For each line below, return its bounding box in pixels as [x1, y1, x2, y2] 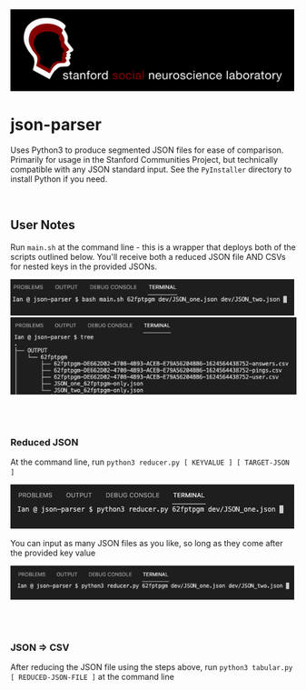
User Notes [10, 217, 75, 233]
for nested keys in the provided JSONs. [10, 261, 158, 272]
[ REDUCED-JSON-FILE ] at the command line [10, 672, 175, 683]
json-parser [10, 115, 103, 135]
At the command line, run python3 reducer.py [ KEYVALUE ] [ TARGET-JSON [10, 456, 290, 467]
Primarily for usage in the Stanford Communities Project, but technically [10, 154, 279, 165]
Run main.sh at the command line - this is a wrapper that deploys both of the [10, 241, 296, 253]
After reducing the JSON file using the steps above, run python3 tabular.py [10, 662, 293, 673]
